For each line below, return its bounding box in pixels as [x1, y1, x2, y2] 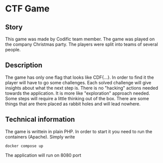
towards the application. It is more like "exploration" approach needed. [5, 90, 151, 96]
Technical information [5, 115, 75, 124]
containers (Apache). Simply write [5, 134, 75, 140]
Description [5, 61, 42, 70]
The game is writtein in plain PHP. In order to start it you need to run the [5, 128, 153, 135]
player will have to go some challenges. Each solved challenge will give [5, 79, 152, 85]
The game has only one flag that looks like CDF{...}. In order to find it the [5, 74, 155, 80]
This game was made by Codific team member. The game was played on [5, 36, 155, 42]
